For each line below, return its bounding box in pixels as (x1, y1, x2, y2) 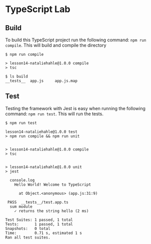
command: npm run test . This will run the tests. (5, 111, 104, 117)
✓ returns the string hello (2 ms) (14, 208, 89, 213)
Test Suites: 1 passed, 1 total (5, 217, 73, 222)
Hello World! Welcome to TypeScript (14, 182, 92, 187)
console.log (10, 178, 35, 183)
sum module (10, 204, 33, 209)
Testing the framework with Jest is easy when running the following (5, 105, 146, 111)
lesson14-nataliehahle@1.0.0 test (5, 129, 78, 134)
